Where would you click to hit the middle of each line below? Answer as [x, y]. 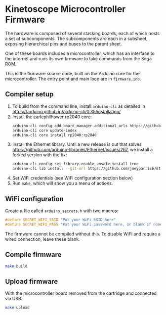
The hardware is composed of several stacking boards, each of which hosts [82, 33]
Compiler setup [29, 94]
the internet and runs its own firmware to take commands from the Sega [79, 58]
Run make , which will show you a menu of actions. [62, 183]
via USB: [14, 299]
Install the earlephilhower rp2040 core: [52, 117]
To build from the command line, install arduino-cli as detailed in [79, 106]
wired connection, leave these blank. [42, 239]
